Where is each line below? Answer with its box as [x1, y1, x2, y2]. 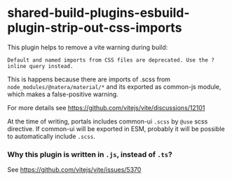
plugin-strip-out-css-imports [7, 20, 182, 36]
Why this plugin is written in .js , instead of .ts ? [7, 149, 173, 159]
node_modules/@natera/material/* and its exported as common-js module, [7, 82, 221, 90]
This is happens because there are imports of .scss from [7, 75, 170, 83]
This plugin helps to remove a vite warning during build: [7, 43, 168, 51]
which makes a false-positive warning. [7, 90, 119, 98]
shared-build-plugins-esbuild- [7, 5, 191, 21]
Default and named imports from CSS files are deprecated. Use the [7, 56, 209, 64]
